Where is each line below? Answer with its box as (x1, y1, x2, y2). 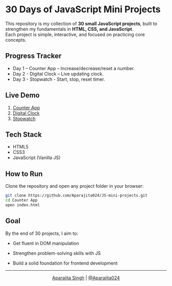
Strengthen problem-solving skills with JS (12, 250, 101, 256)
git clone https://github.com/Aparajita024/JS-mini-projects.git (5, 193, 147, 198)
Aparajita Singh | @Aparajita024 (52, 275, 120, 281)
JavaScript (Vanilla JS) (12, 155, 61, 161)
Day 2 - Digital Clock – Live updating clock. (12, 71, 104, 77)
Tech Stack (5, 130, 42, 139)
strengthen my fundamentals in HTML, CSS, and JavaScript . (5, 26, 134, 32)
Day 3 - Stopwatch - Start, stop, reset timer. (12, 76, 105, 82)
